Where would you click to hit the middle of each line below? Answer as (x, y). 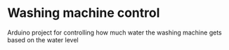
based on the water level (43, 39)
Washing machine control (84, 13)
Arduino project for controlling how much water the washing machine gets (115, 32)
